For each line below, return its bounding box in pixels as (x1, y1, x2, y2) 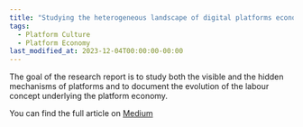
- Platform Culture (17, 30, 91, 39)
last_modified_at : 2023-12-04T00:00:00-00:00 (9, 47, 183, 56)
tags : (9, 22, 30, 31)
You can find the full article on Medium (9, 108, 153, 119)
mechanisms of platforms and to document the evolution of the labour (9, 81, 270, 92)
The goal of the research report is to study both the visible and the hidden (9, 71, 284, 82)
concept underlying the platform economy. (9, 91, 169, 102)
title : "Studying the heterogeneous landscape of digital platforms (9, 13, 272, 23)
